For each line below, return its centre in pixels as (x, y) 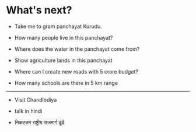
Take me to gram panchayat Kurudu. (58, 26)
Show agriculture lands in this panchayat (63, 60)
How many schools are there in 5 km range (66, 83)
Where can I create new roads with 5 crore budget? (76, 71)
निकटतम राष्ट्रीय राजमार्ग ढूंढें (39, 122)
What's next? (39, 10)
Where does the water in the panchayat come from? (77, 49)
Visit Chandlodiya (36, 99)
